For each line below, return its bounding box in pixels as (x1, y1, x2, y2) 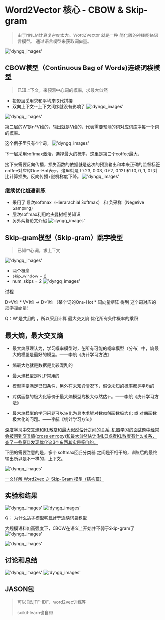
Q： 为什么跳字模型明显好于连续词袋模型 (5, 515, 87, 521)
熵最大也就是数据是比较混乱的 (12, 362, 73, 368)
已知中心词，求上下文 (17, 247, 60, 253)
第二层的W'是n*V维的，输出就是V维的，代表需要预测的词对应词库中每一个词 (5, 124, 159, 130)
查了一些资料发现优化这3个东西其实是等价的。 (5, 439, 98, 445)
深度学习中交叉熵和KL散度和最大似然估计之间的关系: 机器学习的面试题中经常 (5, 427, 160, 433)
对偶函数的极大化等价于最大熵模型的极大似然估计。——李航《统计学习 (12, 393, 155, 399)
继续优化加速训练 (5, 187, 46, 194)
